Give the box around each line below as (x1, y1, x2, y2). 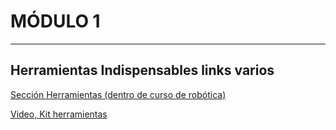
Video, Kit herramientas (10, 108, 108, 120)
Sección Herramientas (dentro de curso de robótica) (10, 88, 227, 100)
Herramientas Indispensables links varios (10, 62, 275, 79)
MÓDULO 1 (10, 10, 101, 33)
